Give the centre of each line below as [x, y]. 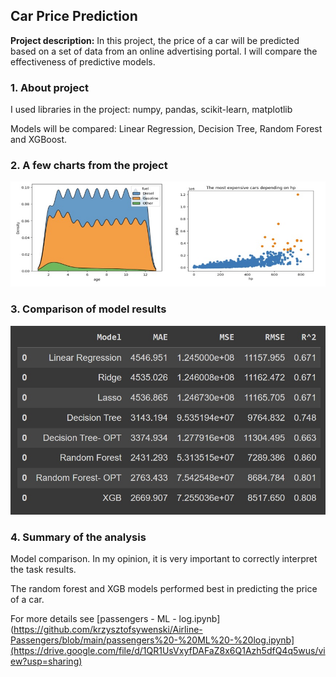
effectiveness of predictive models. [83, 61]
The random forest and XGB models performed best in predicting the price [164, 589]
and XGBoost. [39, 140]
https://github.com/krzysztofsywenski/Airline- [108, 630]
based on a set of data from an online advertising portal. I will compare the [164, 51]
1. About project [49, 87]
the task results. [43, 570]
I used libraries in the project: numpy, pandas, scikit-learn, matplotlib [151, 110]
